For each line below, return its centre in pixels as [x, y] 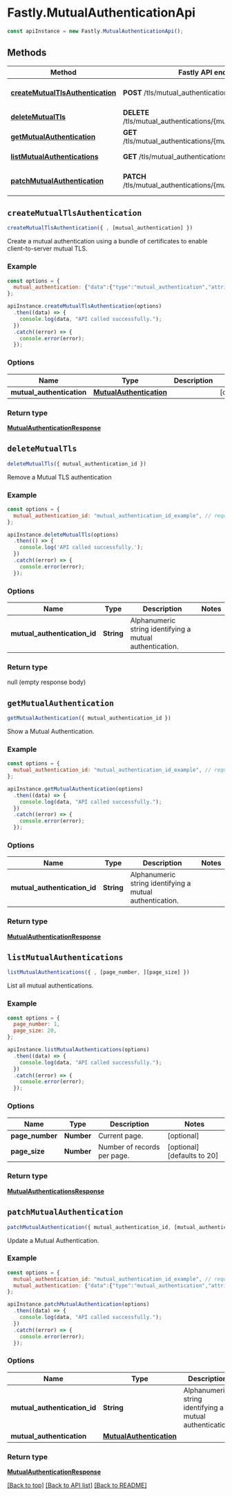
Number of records [129, 1147]
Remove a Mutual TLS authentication [59, 477]
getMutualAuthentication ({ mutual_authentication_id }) [89, 718]
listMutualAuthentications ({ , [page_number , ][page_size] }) [98, 972]
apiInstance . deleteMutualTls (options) [63, 535]
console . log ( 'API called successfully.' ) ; [81, 548]
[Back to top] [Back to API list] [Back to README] [77, 1486]
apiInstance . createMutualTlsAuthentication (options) [85, 306]
